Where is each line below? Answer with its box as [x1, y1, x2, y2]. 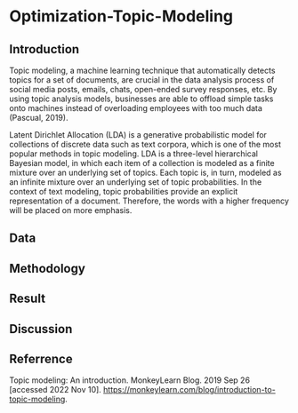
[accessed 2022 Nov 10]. [9, 385, 102, 395]
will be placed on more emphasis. [9, 205, 133, 215]
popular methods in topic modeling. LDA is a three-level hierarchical [9, 148, 258, 159]
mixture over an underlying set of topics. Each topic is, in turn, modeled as [9, 167, 282, 178]
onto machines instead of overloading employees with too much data [9, 103, 262, 113]
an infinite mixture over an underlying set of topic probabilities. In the [9, 177, 262, 187]
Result [9, 291, 46, 306]
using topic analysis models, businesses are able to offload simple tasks [9, 93, 274, 104]
